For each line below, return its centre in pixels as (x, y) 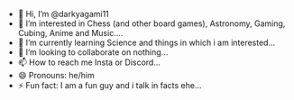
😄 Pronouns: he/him (56, 75)
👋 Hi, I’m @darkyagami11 (64, 14)
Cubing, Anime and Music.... (70, 33)
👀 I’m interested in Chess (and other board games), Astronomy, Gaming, (152, 23)
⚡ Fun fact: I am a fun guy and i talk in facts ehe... (110, 85)
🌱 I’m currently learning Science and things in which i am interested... (147, 42)
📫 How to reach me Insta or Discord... (89, 62)
